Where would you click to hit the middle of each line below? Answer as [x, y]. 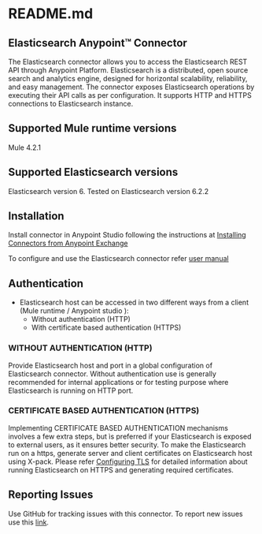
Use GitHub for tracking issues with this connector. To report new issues [125, 513]
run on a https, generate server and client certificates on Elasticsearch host [130, 453]
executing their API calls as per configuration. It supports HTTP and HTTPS [130, 95]
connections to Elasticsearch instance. [71, 104]
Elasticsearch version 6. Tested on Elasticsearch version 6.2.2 [109, 191]
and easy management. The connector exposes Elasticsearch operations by [131, 87]
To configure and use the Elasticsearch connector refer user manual [119, 259]
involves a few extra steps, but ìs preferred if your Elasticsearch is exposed [130, 436]
